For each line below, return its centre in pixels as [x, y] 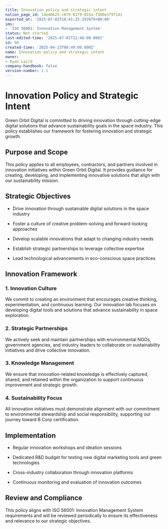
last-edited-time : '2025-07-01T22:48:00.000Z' [55, 38]
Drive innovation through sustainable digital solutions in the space [81, 208]
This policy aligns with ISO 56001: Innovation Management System [74, 510]
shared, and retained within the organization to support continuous [74, 379]
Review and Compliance [44, 498]
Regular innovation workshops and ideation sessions [67, 447]
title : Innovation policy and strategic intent [56, 10]
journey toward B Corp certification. [42, 420]
